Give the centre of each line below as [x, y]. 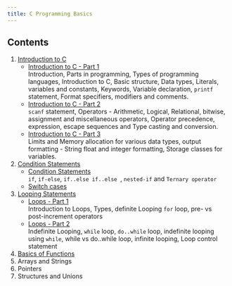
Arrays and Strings [45, 261]
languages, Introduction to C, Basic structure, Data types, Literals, [123, 82]
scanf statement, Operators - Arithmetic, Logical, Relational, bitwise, [127, 112]
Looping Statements [46, 194]
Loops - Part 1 [48, 201]
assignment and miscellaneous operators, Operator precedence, [122, 119]
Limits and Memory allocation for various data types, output [115, 142]
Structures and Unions [50, 276]
